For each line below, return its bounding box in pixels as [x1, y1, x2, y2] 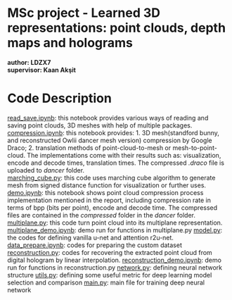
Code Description [7, 90, 112, 106]
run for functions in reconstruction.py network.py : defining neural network [7, 263, 223, 272]
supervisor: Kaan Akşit [7, 65, 76, 74]
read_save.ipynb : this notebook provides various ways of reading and [7, 113, 209, 122]
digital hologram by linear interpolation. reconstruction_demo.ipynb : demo [7, 256, 221, 264]
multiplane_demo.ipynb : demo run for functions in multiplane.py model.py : [7, 225, 223, 234]
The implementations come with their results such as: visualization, [27, 151, 221, 159]
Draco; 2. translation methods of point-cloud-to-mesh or [7, 143, 172, 152]
